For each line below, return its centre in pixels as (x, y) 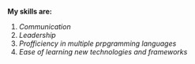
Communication (45, 26)
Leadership (37, 35)
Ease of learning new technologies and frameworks (103, 52)
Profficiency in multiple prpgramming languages (97, 43)
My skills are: (30, 11)
